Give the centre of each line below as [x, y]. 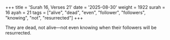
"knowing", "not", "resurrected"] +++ [44, 18]
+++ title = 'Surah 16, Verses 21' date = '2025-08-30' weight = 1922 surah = [85, 7]
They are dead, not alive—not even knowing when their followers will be [81, 27]
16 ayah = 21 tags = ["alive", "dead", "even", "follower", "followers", [76, 12]
